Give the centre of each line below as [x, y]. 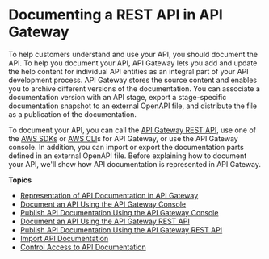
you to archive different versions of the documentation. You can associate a [134, 88]
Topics [20, 180]
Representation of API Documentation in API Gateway [109, 195]
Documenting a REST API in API [116, 15]
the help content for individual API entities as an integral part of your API [128, 71]
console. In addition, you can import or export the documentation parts [126, 147]
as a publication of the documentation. [73, 114]
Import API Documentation [64, 238]
